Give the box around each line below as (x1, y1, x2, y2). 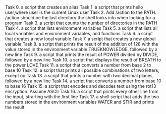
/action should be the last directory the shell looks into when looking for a (5, 15, 155, 20)
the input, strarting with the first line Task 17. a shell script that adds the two (5, 94, 160, 100)
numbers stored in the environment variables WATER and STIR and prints (5, 99, 155, 105)
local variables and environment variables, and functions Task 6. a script (5, 31, 153, 36)
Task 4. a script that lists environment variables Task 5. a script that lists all (5, 25, 158, 31)
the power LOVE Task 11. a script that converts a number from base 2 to (5, 62, 151, 68)
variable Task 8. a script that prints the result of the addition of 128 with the (5, 41, 159, 47)
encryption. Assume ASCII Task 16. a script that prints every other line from (5, 89, 159, 94)
